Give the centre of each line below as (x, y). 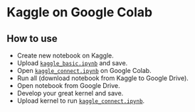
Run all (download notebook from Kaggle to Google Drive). (103, 78)
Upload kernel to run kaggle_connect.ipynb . (81, 101)
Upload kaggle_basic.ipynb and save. (72, 63)
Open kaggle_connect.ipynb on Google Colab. (84, 71)
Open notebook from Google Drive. (68, 85)
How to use (32, 39)
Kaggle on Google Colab (80, 12)
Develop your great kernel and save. (70, 93)
